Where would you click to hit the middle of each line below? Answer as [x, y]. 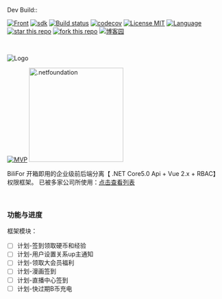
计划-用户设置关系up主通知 [55, 254]
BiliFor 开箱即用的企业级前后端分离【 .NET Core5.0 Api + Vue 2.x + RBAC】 [113, 173]
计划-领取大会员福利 [46, 263]
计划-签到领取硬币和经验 [52, 246]
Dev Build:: [22, 10]
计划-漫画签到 [37, 271]
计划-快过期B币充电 [45, 288]
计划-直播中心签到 [42, 280]
